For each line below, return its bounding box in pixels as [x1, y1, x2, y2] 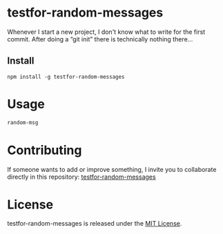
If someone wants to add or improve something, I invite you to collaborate [7, 165, 217, 173]
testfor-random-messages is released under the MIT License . [7, 220, 182, 228]
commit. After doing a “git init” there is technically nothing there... [7, 35, 193, 43]
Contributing [7, 142, 82, 158]
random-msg [7, 119, 39, 126]
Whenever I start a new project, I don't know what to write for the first [7, 28, 206, 36]
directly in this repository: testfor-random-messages [7, 173, 157, 181]
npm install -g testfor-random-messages [7, 73, 126, 80]
